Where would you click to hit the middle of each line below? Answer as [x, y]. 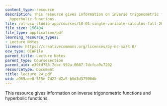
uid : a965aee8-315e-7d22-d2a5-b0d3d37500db [51, 79]
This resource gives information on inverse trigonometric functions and [78, 93]
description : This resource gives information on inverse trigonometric [82, 14]
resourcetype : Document [30, 70]
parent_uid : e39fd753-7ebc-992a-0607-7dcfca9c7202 [59, 65]
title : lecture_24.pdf [29, 74]
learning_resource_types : [32, 38]
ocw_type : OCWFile [24, 51]
